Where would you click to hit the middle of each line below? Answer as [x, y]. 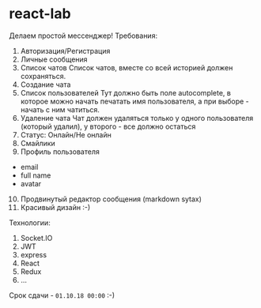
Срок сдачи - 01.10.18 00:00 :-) [62, 295]
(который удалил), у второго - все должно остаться [108, 126]
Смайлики [38, 143]
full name [36, 175]
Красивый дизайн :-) [55, 207]
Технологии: [30, 223]
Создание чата [45, 85]
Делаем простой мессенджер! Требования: [83, 36]
